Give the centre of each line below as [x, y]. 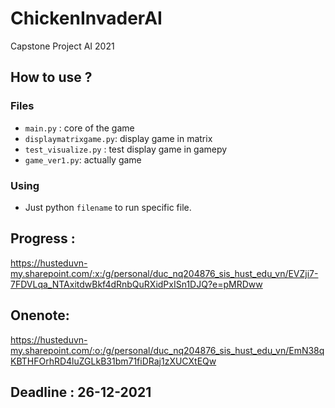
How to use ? [51, 77]
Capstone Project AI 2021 [62, 46]
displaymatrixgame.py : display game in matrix [118, 138]
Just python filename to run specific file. [108, 207]
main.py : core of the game [79, 128]
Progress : [43, 238]
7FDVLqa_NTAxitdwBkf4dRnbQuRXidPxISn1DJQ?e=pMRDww [136, 284]
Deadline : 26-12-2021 [81, 392]
